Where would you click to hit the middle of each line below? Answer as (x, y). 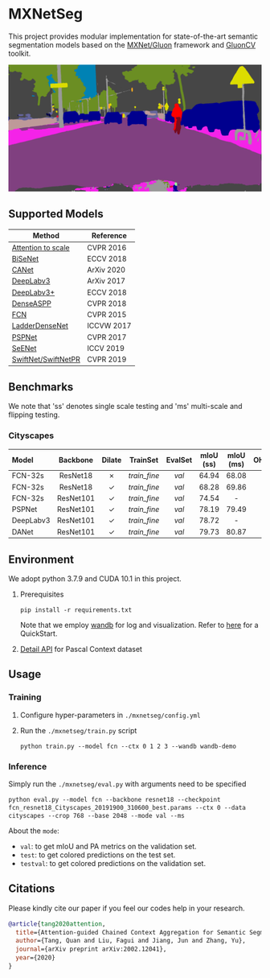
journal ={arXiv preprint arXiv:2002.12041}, (91, 949)
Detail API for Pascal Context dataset (81, 649)
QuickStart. (39, 633)
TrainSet (144, 460)
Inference (28, 766)
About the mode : (34, 831)
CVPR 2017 (107, 337)
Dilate (112, 460)
